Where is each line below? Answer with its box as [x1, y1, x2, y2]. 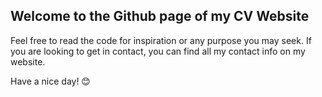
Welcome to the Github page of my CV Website [10, 8, 310, 25]
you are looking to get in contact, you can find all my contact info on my [10, 45, 306, 57]
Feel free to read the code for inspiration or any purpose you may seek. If [10, 34, 312, 46]
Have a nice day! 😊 [10, 75, 91, 87]
